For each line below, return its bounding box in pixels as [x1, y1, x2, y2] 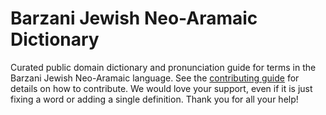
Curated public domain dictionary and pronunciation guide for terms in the [10, 61, 317, 73]
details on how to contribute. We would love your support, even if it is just [10, 82, 313, 94]
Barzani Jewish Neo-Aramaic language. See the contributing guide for [10, 72, 300, 84]
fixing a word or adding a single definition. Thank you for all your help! [10, 93, 299, 105]
